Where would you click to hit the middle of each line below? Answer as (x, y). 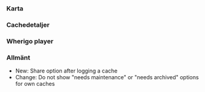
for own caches (35, 84)
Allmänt (18, 57)
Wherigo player (30, 41)
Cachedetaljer (28, 24)
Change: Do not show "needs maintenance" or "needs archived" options (107, 77)
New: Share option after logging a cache (66, 71)
